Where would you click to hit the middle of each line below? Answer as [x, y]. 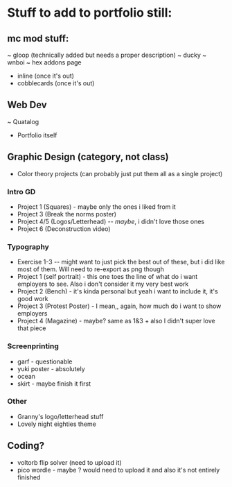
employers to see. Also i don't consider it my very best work [103, 284]
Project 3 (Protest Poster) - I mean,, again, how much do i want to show [119, 306]
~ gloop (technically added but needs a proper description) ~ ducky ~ [107, 55]
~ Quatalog [23, 121]
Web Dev [27, 105]
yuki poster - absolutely [51, 368]
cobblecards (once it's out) [56, 83]
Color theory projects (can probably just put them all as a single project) [120, 173]
